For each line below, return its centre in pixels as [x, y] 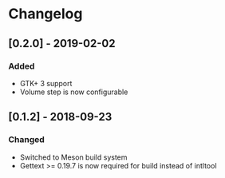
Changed [27, 140]
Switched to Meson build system [73, 157]
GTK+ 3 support [46, 83]
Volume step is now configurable [74, 92]
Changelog [45, 14]
